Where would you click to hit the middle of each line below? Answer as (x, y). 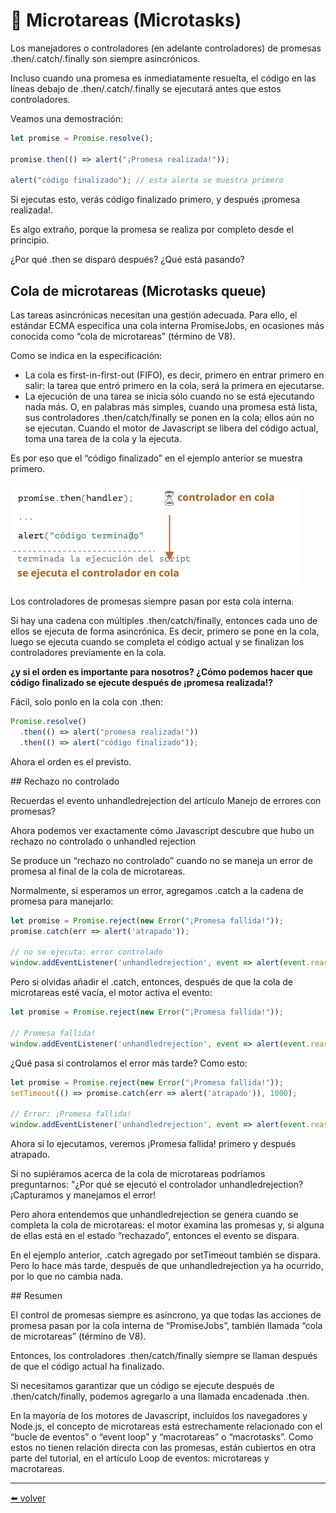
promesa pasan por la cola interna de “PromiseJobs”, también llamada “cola (166, 1325)
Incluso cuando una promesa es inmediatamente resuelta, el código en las (163, 78)
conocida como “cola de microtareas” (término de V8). (123, 336)
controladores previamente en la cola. (88, 653)
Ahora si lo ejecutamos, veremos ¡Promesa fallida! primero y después (153, 1143)
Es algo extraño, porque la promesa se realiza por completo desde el (152, 230)
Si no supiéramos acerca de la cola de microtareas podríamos (138, 1173)
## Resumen (36, 1295)
